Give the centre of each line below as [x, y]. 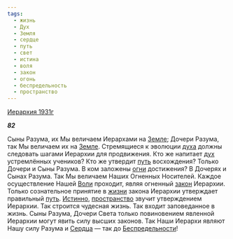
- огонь [25, 79]
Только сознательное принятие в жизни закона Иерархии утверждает [113, 191]
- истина [26, 60]
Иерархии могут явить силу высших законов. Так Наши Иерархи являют [116, 221]
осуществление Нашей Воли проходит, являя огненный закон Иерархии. [116, 184]
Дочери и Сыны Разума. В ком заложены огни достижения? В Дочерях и [117, 169]
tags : [15, 14]
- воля [23, 66]
